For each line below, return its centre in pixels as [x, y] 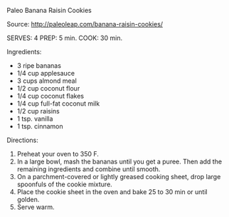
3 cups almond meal [47, 81]
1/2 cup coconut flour [48, 88]
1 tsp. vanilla [35, 118]
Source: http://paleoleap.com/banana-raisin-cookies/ [85, 24]
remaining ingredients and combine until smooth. [89, 169]
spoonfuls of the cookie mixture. [65, 184]
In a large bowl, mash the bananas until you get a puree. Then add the [119, 161]
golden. [28, 200]
